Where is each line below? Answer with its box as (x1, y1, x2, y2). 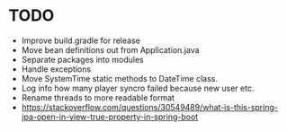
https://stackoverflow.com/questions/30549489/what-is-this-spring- (21, 101, 278, 112)
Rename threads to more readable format (21, 92, 175, 103)
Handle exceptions (21, 64, 92, 74)
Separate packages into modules (21, 54, 145, 65)
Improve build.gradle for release (21, 35, 140, 46)
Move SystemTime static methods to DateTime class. (21, 73, 218, 83)
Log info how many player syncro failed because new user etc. (21, 83, 255, 93)
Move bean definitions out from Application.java (21, 44, 200, 55)
